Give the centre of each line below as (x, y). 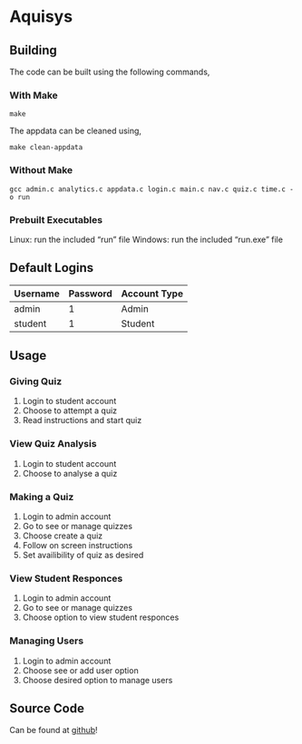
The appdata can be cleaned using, (76, 131)
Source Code (47, 708)
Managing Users (47, 641)
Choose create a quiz (63, 536)
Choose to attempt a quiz (70, 411)
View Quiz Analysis (53, 444)
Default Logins (52, 268)
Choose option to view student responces (101, 617)
